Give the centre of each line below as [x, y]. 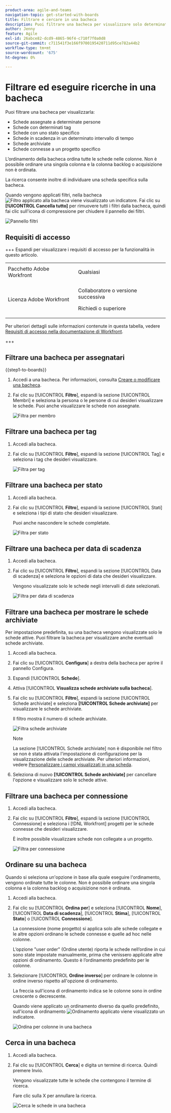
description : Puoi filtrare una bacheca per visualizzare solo [74, 24]
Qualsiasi [89, 272]
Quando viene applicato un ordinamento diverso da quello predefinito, [86, 1006]
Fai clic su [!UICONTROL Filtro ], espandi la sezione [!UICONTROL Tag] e [89, 454]
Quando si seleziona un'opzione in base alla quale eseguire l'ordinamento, [83, 877]
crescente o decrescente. [40, 996]
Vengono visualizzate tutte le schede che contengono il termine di [82, 1080]
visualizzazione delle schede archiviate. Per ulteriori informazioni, [81, 759]
